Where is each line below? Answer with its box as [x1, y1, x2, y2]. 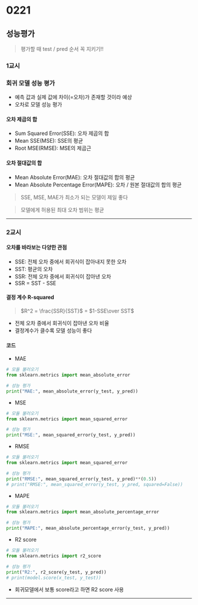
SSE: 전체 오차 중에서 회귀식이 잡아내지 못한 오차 [14, 258, 127, 265]
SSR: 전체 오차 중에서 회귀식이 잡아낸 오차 [14, 273, 111, 280]
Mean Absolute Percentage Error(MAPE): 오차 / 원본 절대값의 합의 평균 [14, 181, 182, 188]
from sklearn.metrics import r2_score [6, 553, 101, 559]
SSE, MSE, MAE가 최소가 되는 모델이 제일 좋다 [20, 194, 128, 201]
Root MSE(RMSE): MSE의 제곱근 [14, 144, 91, 152]
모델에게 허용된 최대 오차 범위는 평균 [20, 206, 104, 213]
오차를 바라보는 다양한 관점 [6, 244, 67, 251]
